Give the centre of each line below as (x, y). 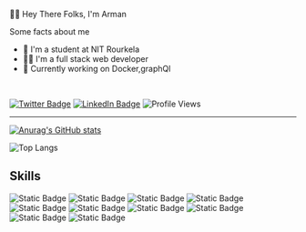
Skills (25, 176)
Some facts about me (50, 31)
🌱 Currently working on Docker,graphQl (97, 69)
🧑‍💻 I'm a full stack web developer (85, 59)
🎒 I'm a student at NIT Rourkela (81, 49)
